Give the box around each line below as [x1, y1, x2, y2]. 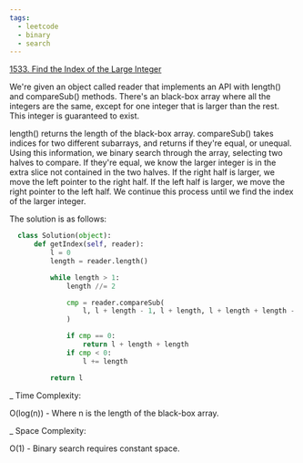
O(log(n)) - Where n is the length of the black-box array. [9, 407, 220, 418]
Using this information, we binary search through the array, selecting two [9, 148, 284, 159]
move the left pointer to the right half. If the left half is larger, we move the [9, 177, 285, 188]
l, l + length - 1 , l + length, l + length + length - [82, 306, 296, 315]
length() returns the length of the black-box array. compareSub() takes [9, 129, 275, 139]
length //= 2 [66, 282, 116, 291]
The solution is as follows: [9, 213, 107, 224]
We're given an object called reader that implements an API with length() [9, 81, 281, 92]
